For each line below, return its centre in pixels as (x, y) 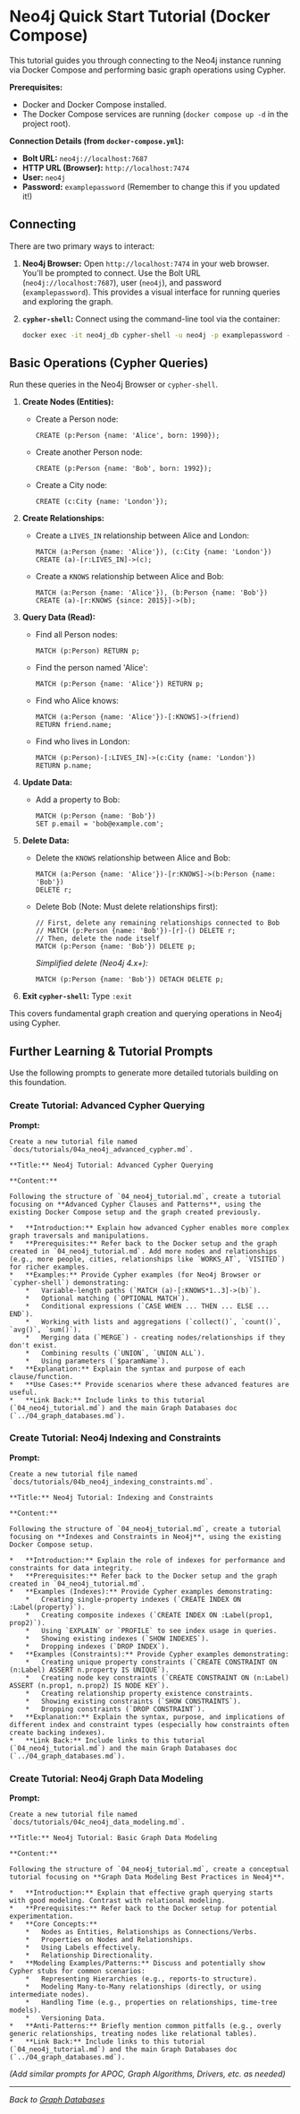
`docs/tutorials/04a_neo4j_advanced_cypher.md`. (101, 1149)
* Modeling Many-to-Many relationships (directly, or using (143, 1987)
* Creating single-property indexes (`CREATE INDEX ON (133, 1599)
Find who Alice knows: (77, 701)
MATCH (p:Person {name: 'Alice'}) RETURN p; (120, 684)
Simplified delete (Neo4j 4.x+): (92, 963)
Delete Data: (46, 841)
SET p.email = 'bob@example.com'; (100, 824)
